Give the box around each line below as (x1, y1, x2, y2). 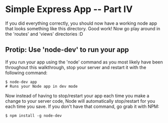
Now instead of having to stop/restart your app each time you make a (5, 92, 150, 99)
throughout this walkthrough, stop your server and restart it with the (5, 64, 146, 70)
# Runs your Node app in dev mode (5, 84, 78, 89)
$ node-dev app (5, 79, 37, 84)
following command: (5, 70, 48, 76)
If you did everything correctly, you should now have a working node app (5, 20, 157, 26)
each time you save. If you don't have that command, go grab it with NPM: (5, 103, 160, 109)
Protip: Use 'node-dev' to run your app (5, 45, 129, 54)
